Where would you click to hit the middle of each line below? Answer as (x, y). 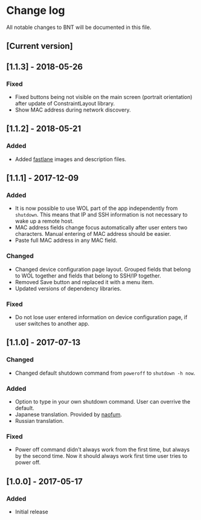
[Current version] (40, 46)
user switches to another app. (52, 323)
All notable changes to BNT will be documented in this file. (79, 27)
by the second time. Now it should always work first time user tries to (101, 456)
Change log (36, 11)
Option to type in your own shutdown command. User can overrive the (103, 401)
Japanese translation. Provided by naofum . (69, 414)
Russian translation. (40, 420)
